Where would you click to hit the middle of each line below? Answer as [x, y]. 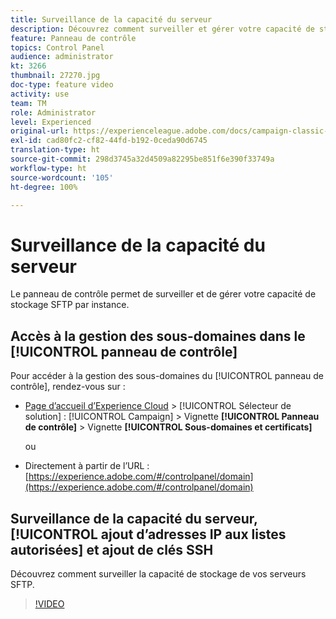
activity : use [40, 94]
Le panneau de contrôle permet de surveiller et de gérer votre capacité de [163, 294]
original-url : [40, 131]
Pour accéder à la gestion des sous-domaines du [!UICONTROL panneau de [167, 376]
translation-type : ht [55, 150]
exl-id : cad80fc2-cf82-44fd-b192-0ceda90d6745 [109, 141]
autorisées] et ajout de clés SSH [112, 549]
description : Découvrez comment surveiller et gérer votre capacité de [162, 29]
